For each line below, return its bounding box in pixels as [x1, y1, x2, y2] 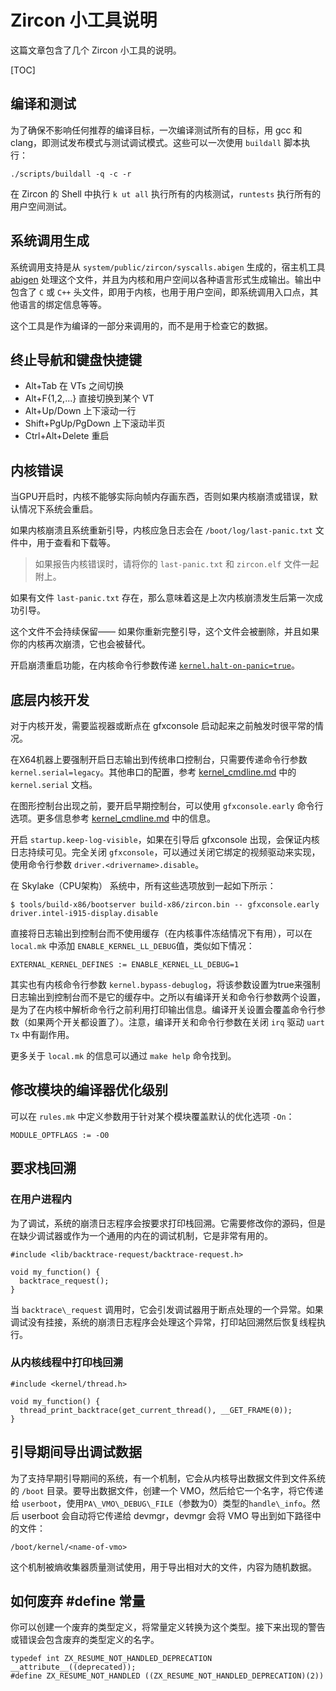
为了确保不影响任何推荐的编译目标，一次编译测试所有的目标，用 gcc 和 [10, 124, 303, 136]
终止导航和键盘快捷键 [10, 351, 142, 368]
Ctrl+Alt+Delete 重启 [24, 430, 110, 442]
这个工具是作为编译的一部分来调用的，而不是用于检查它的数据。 [10, 319, 273, 331]
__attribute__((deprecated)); [10, 1662, 137, 1673]
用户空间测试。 [10, 200, 72, 212]
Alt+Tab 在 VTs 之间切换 [24, 380, 124, 392]
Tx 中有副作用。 [10, 1029, 75, 1040]
